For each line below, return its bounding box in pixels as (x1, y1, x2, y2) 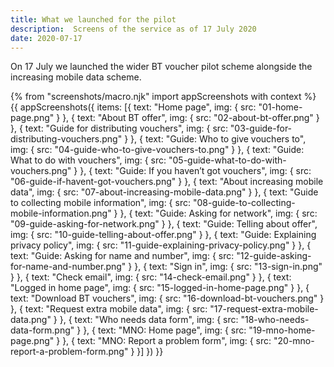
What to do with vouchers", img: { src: (10, 154, 167, 166)
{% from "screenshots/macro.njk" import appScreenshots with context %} (10, 91, 317, 103)
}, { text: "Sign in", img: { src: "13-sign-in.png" (134, 261, 323, 273)
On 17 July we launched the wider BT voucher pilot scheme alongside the (10, 61, 313, 73)
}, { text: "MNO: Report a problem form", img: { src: (62, 335, 272, 347)
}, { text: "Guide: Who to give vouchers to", (130, 133, 307, 145)
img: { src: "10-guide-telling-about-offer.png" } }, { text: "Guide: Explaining (10, 229, 317, 241)
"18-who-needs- (240, 314, 310, 326)
